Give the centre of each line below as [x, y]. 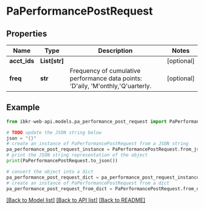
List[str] [52, 61]
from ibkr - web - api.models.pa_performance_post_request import [87, 122]
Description [115, 51]
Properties [27, 34]
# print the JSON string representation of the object [77, 155]
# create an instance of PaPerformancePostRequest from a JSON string [97, 144]
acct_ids [22, 61]
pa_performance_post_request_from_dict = [59, 189]
